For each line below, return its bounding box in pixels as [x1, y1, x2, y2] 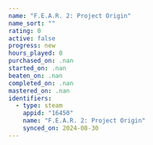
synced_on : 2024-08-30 [23, 124, 99, 132]
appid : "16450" [23, 110, 74, 118]
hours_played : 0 [8, 49, 63, 57]
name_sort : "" [8, 19, 56, 27]
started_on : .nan [8, 64, 67, 72]
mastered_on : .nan [8, 86, 70, 95]
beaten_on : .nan [8, 72, 63, 80]
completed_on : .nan [8, 79, 74, 87]
